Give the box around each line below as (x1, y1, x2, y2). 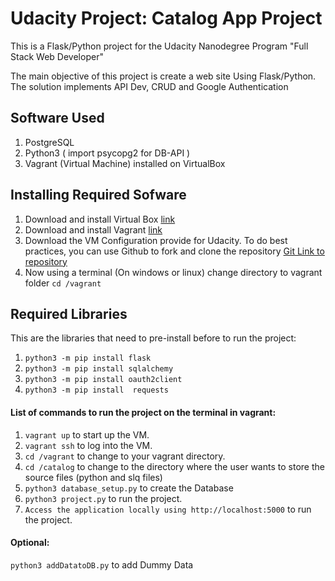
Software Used (10, 110, 105, 127)
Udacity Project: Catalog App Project (10, 7, 323, 30)
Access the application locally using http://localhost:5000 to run (24, 503, 312, 515)
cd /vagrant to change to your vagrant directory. (24, 450, 226, 462)
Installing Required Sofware (10, 187, 187, 204)
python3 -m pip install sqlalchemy (24, 364, 174, 374)
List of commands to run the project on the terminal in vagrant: (10, 406, 277, 418)
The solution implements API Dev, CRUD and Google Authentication (10, 80, 289, 92)
